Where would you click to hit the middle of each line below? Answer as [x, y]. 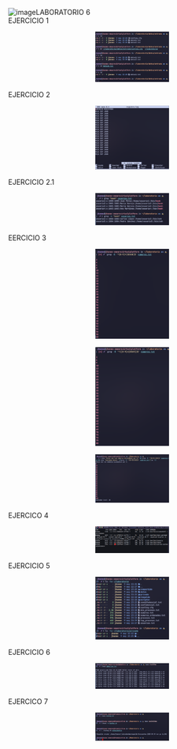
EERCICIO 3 [28, 238]
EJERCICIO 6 [29, 652]
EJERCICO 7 [28, 702]
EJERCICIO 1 [29, 21]
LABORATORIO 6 [63, 12]
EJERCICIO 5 [29, 566]
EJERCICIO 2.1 [31, 182]
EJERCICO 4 [28, 515]
